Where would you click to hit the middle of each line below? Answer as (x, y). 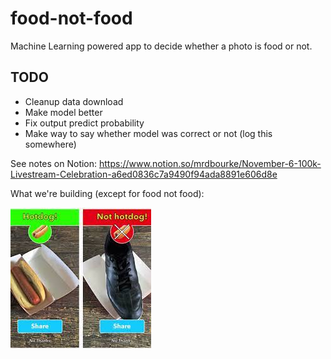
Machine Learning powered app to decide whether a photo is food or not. (161, 46)
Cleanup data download (74, 101)
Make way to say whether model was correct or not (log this (148, 133)
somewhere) (50, 144)
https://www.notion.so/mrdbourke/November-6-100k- (210, 163)
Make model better (63, 112)
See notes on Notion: (54, 163)
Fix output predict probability (84, 123)
